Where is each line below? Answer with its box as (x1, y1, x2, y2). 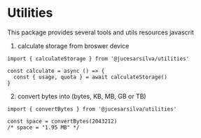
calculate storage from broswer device (17, 41, 130, 50)
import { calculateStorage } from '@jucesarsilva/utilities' (7, 55, 190, 62)
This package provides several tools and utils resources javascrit (7, 28, 195, 36)
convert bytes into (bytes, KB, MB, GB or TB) (17, 92, 146, 100)
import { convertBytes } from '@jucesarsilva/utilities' (7, 105, 177, 113)
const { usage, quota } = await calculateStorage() (13, 74, 168, 81)
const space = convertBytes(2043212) (7, 118, 118, 125)
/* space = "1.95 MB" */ (7, 124, 80, 131)
